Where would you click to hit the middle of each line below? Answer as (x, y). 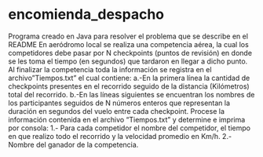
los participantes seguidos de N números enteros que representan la (119, 103)
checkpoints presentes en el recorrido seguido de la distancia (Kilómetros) (129, 86)
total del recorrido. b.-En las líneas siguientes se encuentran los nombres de (131, 94)
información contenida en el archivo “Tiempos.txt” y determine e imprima (127, 119)
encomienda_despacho (86, 15)
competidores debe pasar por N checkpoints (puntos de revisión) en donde (130, 53)
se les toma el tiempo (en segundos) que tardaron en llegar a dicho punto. (128, 61)
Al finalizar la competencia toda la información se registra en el (110, 69)
